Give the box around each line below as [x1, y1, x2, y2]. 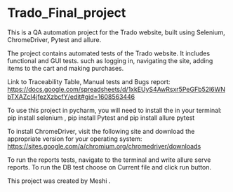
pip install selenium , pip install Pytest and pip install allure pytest [7, 114, 195, 122]
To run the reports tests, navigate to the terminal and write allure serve [7, 156, 211, 164]
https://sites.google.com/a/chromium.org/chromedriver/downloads [7, 142, 201, 150]
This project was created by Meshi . [7, 177, 111, 185]
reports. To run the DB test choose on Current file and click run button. [7, 163, 212, 171]
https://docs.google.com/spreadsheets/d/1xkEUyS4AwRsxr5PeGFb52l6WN [7, 85, 226, 93]
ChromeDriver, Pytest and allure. [7, 35, 102, 43]
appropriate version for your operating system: [7, 135, 142, 143]
